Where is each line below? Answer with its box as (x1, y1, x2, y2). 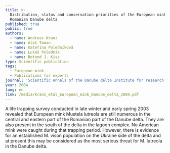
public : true (5, 26, 33, 31)
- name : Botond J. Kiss (10, 54, 60, 60)
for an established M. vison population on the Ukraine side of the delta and (5, 132, 161, 139)
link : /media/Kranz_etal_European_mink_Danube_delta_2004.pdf (5, 92, 139, 97)
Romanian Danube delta (10, 17, 58, 22)
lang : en (5, 87, 24, 92)
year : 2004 (5, 82, 28, 87)
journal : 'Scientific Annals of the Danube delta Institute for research (5, 78, 164, 83)
